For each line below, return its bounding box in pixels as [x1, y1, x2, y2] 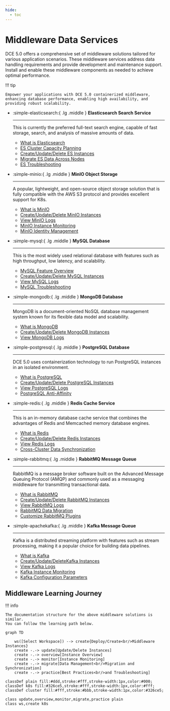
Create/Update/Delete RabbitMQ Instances [20, 497, 110, 503]
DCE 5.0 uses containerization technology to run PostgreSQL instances [12, 359, 161, 365]
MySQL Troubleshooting [20, 284, 71, 290]
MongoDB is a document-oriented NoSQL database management [12, 308, 149, 315]
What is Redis [20, 430, 49, 436]
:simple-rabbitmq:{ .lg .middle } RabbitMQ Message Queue [12, 456, 137, 462]
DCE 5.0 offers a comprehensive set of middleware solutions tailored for [5, 51, 156, 57]
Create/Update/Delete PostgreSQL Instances [20, 380, 114, 386]
